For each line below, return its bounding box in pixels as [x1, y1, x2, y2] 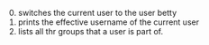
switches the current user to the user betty [17, 8, 177, 18]
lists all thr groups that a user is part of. [17, 26, 164, 36]
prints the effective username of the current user [17, 17, 200, 27]
